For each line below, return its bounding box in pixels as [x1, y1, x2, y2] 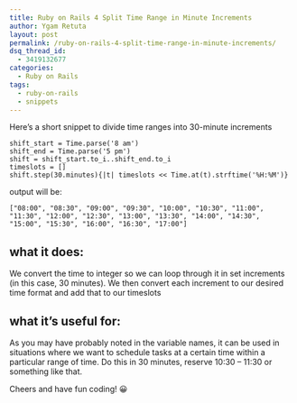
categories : [9, 64, 54, 73]
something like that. [9, 366, 83, 377]
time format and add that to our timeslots [9, 288, 162, 298]
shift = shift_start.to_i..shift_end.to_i [9, 155, 172, 164]
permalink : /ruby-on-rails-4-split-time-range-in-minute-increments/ [9, 38, 277, 48]
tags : [9, 80, 30, 89]
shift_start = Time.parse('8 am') [9, 139, 140, 149]
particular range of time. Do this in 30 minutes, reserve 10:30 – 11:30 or [9, 357, 273, 367]
